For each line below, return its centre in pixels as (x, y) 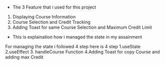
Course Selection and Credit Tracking (51, 22)
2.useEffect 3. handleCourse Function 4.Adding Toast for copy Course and (82, 52)
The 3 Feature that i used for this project (54, 7)
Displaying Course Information (44, 17)
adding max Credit (24, 57)
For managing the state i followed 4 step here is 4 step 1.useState (73, 46)
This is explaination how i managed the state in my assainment (77, 37)
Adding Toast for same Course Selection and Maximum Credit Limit (82, 27)
